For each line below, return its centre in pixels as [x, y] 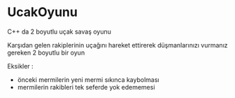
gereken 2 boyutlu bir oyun [46, 52]
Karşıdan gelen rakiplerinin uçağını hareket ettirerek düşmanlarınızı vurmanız [118, 45]
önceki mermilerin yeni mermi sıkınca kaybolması [88, 79]
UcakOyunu [43, 12]
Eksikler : [20, 66]
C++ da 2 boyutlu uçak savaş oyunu [59, 31]
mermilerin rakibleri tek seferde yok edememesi [86, 87]
